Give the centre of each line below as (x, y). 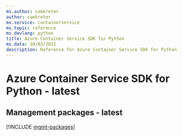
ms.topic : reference (31, 28)
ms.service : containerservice (43, 22)
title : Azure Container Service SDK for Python (65, 39)
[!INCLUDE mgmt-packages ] (40, 127)
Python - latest (43, 91)
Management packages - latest (65, 113)
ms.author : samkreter (33, 11)
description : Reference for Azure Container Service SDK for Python (91, 50)
